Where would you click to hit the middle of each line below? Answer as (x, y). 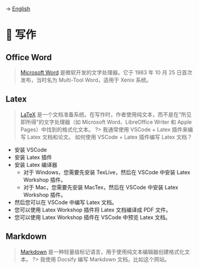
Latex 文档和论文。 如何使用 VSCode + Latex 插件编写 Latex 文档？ (110, 137)
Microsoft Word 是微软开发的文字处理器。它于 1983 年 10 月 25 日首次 (106, 72)
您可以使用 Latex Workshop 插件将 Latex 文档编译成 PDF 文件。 (93, 210)
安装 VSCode (31, 150)
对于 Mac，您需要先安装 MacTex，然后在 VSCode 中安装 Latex (101, 187)
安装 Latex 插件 (33, 157)
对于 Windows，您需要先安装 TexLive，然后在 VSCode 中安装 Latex (107, 172)
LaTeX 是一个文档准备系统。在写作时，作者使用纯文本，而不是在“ (100, 114)
